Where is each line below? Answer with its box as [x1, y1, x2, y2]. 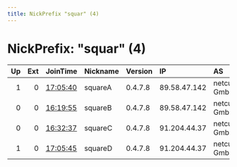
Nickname [84, 66, 119, 76]
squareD [84, 143, 113, 153]
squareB [84, 103, 112, 113]
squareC [84, 123, 113, 132]
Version [126, 66, 153, 76]
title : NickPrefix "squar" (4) [7, 10, 99, 18]
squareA [84, 82, 112, 92]
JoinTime [45, 66, 78, 76]
